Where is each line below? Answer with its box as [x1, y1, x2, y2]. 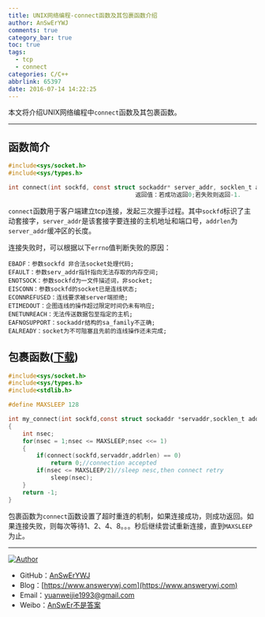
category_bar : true [8, 33, 73, 42]
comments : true [8, 26, 58, 34]
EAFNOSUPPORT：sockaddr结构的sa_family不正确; [8, 318, 155, 326]
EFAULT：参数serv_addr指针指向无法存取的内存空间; [8, 268, 159, 277]
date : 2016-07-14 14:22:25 [8, 85, 97, 93]
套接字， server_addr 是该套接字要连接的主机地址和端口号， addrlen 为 [14, 216, 238, 225]
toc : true [8, 41, 41, 49]
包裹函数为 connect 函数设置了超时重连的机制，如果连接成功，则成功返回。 [8, 511, 248, 521]
